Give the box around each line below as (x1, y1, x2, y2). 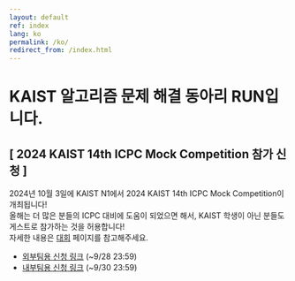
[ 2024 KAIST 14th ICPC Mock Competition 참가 (9, 147, 274, 162)
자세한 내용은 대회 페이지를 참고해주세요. (9, 232, 148, 243)
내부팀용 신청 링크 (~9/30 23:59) (21, 262, 138, 273)
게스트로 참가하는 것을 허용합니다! (9, 222, 125, 232)
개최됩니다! (9, 200, 48, 210)
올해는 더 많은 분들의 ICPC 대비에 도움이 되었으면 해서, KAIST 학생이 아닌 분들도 (9, 210, 285, 221)
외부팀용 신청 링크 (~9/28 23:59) (21, 251, 138, 262)
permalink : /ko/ (9, 37, 69, 47)
